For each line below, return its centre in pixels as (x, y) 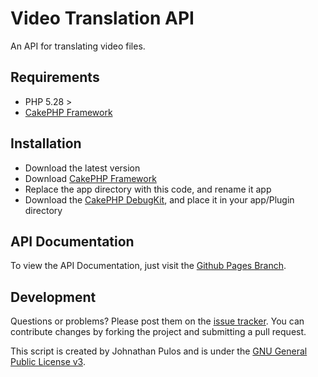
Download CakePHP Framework (90, 178)
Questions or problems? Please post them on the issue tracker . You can (157, 321)
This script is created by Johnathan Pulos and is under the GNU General (159, 351)
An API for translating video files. (78, 46)
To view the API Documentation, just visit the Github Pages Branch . (148, 266)
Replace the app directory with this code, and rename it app (148, 189)
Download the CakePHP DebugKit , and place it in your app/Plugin (159, 199)
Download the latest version (82, 168)
